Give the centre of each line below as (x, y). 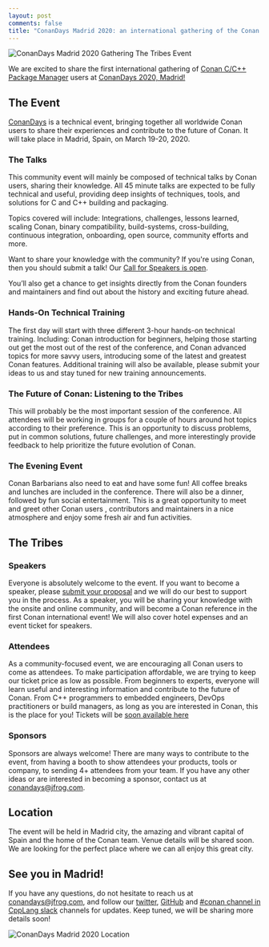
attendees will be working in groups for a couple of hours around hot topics (133, 420)
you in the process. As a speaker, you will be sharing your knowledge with (130, 600)
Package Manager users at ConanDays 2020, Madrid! (97, 78)
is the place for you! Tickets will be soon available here (99, 715)
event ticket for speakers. (50, 625)
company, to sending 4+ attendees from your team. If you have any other (129, 770)
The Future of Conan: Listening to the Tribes (96, 394)
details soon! (29, 919)
